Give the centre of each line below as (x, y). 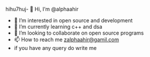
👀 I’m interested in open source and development (73, 20)
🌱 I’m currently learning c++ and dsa (58, 27)
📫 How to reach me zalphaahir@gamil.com (67, 39)
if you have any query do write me (55, 48)
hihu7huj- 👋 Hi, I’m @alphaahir (42, 9)
